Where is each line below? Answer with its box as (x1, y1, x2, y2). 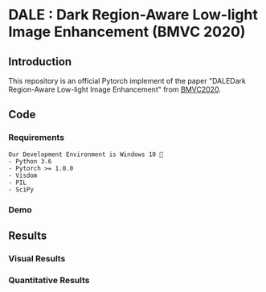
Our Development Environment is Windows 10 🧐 (8, 150, 163, 158)
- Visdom (8, 171, 38, 179)
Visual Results (8, 253, 66, 264)
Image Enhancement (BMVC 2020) (8, 23, 246, 41)
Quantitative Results (8, 274, 90, 286)
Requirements (8, 132, 65, 143)
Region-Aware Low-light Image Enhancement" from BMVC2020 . (8, 84, 221, 94)
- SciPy (8, 185, 35, 194)
